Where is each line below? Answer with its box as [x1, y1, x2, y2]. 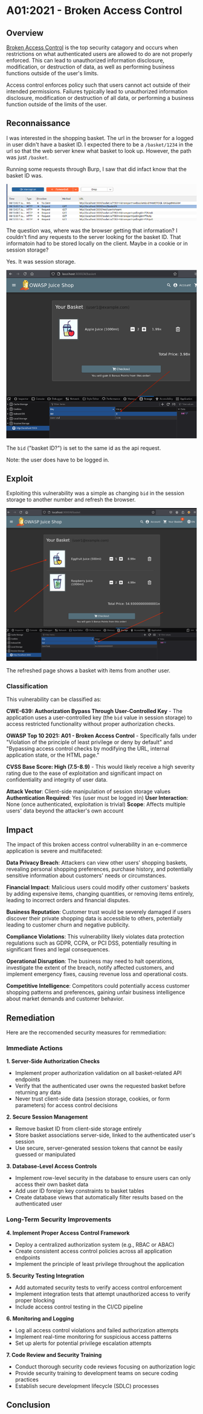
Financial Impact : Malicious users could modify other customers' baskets [6, 883, 190, 891]
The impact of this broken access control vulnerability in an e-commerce [6, 841, 187, 848]
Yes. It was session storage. [6, 258, 76, 265]
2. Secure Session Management [6, 1113, 88, 1121]
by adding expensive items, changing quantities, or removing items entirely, [6, 890, 195, 897]
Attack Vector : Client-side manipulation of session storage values [6, 788, 171, 795]
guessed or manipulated [14, 1151, 76, 1158]
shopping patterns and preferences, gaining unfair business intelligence [6, 989, 185, 996]
